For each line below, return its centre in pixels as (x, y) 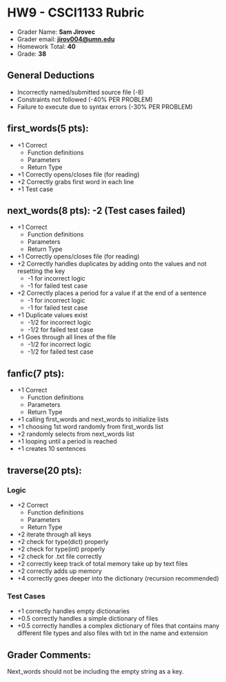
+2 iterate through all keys (54, 534)
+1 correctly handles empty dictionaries (73, 611)
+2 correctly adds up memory (59, 571)
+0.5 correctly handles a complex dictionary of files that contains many (118, 626)
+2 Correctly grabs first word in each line (75, 181)
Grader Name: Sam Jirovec (56, 32)
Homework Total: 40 (46, 46)
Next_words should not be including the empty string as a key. (95, 671)
